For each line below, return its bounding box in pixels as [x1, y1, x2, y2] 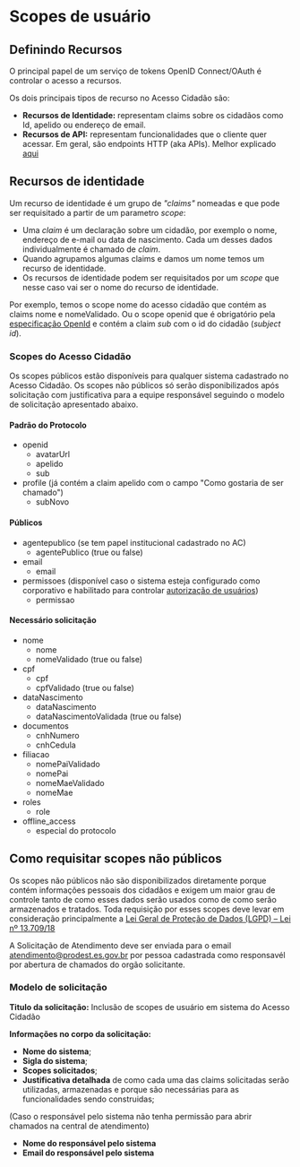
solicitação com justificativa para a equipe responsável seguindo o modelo [9, 390, 285, 401]
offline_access [21, 816, 76, 826]
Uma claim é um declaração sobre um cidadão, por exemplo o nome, [21, 224, 278, 235]
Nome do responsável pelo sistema [21, 1137, 157, 1148]
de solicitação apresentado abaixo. [9, 399, 139, 410]
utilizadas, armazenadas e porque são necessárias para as [21, 1084, 240, 1094]
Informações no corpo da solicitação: [9, 1028, 151, 1039]
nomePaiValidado [35, 758, 100, 769]
